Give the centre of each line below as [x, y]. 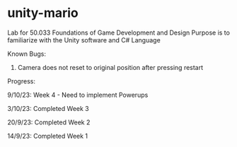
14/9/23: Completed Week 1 [48, 136]
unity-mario [43, 13]
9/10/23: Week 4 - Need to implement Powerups [78, 95]
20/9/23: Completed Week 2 [49, 122]
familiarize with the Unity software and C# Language [84, 40]
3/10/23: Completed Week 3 [48, 108]
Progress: [21, 81]
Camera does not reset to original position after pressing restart [110, 67]
